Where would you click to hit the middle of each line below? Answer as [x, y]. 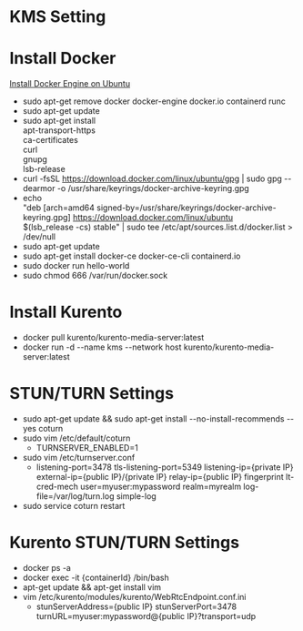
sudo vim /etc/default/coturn [76, 438]
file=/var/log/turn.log [75, 496]
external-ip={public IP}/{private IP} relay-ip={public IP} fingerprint [160, 477]
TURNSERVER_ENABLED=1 [87, 448]
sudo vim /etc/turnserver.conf [79, 458]
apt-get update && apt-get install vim [92, 587]
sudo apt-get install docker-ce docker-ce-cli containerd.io [131, 256]
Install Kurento [66, 312]
